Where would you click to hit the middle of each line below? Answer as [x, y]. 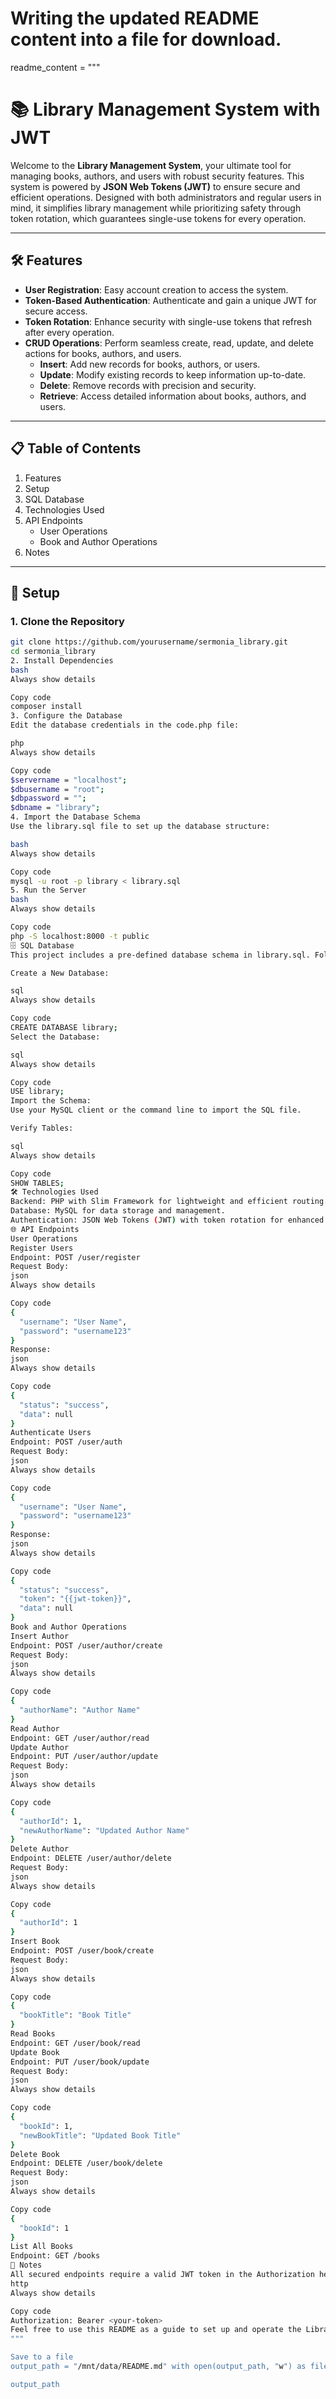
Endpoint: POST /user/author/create [86, 1645]
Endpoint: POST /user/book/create [82, 1951]
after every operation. [69, 332]
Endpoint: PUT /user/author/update [84, 1757]
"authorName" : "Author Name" [80, 1710]
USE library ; [37, 1092]
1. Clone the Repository [67, 621]
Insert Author [40, 1636]
